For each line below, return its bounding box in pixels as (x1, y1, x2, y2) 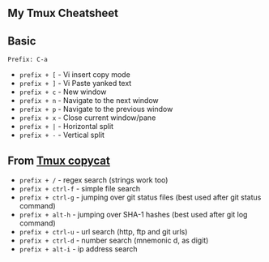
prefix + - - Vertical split (19, 130, 105, 140)
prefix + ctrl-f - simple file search (19, 184, 141, 194)
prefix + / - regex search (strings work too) (19, 175, 169, 185)
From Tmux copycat (7, 153, 111, 167)
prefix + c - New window (19, 87, 107, 97)
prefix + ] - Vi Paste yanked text (19, 79, 132, 88)
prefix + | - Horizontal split (19, 122, 114, 131)
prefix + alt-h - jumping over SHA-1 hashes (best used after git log (19, 210, 248, 220)
